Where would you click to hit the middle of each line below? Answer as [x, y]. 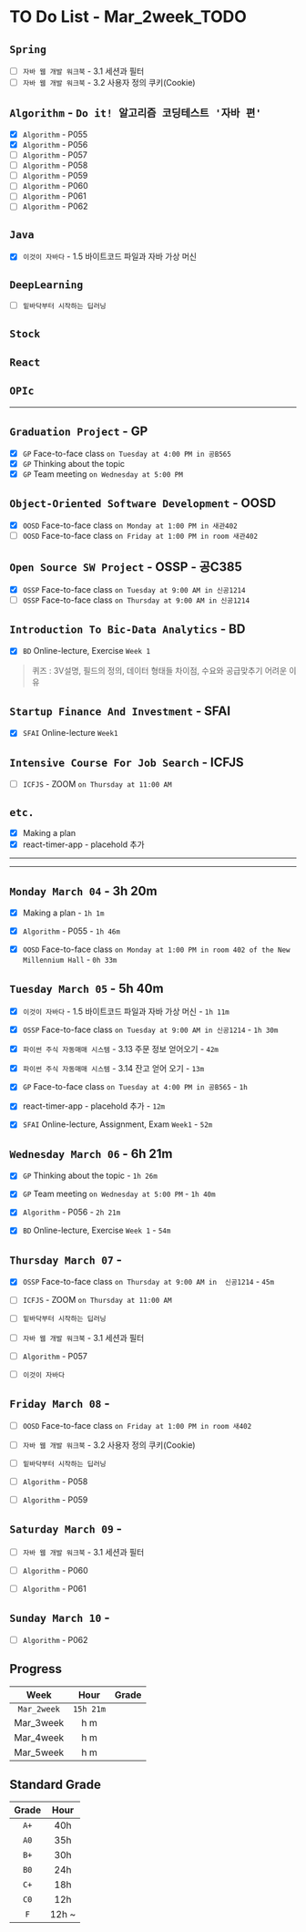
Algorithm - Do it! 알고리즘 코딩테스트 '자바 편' [136, 113]
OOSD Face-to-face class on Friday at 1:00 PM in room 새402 [137, 1425]
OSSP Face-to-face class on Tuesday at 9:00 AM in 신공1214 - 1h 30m [150, 1030]
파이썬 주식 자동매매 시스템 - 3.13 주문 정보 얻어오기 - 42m [120, 1049]
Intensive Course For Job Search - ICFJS [127, 762]
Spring [28, 49]
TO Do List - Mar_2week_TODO [128, 17]
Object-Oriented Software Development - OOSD [143, 503]
